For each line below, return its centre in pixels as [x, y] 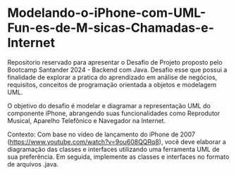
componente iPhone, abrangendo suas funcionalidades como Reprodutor [114, 113]
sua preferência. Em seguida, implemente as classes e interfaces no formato [118, 157]
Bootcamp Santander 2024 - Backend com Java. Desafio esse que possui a [117, 70]
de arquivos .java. [33, 164]
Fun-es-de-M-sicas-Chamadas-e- [111, 28]
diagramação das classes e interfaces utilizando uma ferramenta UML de [113, 149]
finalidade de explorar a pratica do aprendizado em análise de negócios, [112, 77]
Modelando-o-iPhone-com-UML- [107, 13]
